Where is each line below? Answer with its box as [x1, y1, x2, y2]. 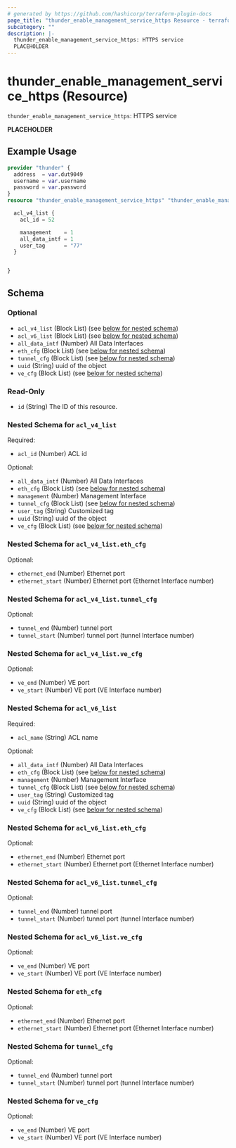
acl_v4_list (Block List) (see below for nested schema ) [17, 324, 179, 332]
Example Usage [7, 146, 77, 158]
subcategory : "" [7, 23, 55, 30]
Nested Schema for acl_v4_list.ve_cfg [7, 648, 143, 658]
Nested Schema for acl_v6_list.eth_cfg [7, 823, 146, 833]
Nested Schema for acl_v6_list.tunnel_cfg [7, 877, 157, 887]
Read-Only [7, 386, 46, 396]
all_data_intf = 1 [20, 235, 74, 243]
